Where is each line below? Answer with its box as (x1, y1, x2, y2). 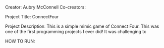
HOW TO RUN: (5, 38, 36, 44)
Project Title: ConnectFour (5, 14, 59, 19)
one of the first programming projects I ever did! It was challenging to (5, 29, 147, 34)
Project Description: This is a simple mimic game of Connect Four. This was (5, 23, 160, 29)
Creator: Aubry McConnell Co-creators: (5, 4, 86, 10)
